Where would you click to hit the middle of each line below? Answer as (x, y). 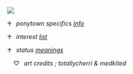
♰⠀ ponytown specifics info (46, 23)
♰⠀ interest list (27, 37)
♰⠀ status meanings (35, 50)
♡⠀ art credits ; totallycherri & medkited (70, 63)
